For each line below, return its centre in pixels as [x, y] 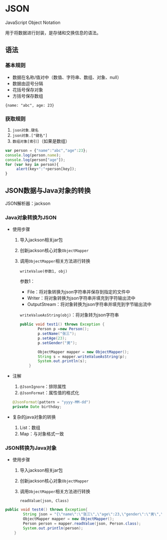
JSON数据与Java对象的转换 [48, 191]
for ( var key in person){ [32, 164]
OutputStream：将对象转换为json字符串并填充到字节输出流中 [89, 304]
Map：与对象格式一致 [42, 433]
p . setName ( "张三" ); [57, 334]
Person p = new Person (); [63, 329]
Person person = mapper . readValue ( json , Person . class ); [82, 524]
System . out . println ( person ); [53, 528]
